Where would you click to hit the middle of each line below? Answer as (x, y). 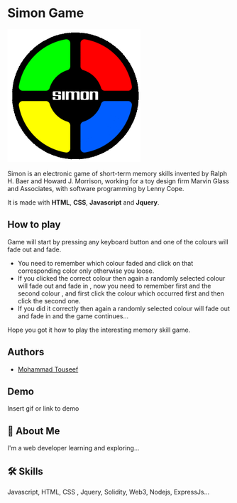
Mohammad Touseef (48, 369)
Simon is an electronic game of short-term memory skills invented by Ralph (117, 173)
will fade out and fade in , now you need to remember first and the (114, 286)
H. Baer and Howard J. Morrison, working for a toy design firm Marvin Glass (118, 181)
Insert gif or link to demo (43, 409)
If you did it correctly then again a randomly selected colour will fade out (124, 308)
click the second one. (49, 301)
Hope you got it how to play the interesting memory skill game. (99, 330)
